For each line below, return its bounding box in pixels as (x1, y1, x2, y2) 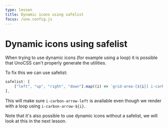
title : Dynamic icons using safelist (5, 12, 84, 17)
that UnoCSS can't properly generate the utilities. (5, 60, 106, 66)
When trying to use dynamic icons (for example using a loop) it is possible (5, 54, 158, 60)
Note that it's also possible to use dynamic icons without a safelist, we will (5, 112, 158, 118)
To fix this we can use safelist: (5, 69, 67, 75)
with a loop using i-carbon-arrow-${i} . (5, 103, 86, 109)
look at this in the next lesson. (5, 118, 66, 124)
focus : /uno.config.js (5, 16, 52, 21)
